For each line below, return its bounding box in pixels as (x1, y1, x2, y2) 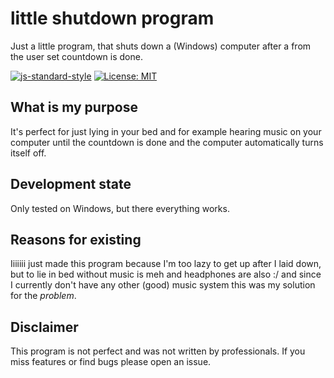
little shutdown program (10, 7, 215, 30)
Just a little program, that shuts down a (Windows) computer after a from (10, 40, 312, 52)
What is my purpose (10, 99, 138, 116)
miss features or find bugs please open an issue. (10, 356, 212, 368)
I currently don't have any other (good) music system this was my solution (10, 279, 316, 291)
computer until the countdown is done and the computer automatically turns (10, 136, 324, 148)
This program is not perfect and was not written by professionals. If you (10, 345, 306, 357)
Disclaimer (10, 318, 79, 336)
